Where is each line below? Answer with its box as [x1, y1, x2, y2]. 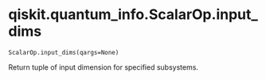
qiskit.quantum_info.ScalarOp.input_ [8, 6, 259, 24]
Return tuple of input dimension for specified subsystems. [8, 62, 199, 72]
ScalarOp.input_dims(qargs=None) [8, 48, 119, 56]
